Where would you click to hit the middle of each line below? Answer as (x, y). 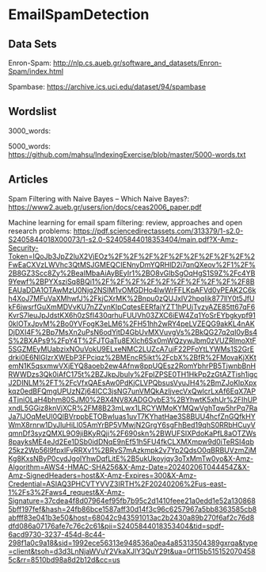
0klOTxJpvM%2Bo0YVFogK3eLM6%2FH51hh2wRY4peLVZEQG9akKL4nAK (131, 324)
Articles (28, 180)
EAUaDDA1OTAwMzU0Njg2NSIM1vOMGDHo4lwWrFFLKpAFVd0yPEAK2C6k (132, 290)
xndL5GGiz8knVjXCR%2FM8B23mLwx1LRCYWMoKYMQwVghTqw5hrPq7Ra (133, 408)
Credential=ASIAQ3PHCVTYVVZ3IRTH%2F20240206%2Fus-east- (118, 484)
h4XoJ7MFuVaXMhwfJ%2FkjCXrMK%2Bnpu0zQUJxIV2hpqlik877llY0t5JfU (131, 298)
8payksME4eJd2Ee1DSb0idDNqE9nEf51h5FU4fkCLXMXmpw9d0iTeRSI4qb (131, 441)
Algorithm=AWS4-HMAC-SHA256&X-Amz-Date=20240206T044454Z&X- (129, 466)
